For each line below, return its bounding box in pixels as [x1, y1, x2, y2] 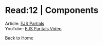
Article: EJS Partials [5, 21, 45, 26]
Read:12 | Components [5, 5, 99, 16]
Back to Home [5, 35, 34, 41]
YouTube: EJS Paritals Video [5, 25, 62, 31]
